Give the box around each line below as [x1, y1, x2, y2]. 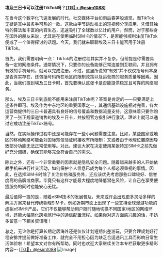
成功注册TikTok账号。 [13, 121, 57, 126]
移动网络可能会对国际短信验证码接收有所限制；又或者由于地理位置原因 [13, 137, 154, 143]
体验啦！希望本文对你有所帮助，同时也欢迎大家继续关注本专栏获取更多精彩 [9, 241, 158, 246]
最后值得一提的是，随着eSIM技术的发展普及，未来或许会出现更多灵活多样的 [5, 194, 156, 199]
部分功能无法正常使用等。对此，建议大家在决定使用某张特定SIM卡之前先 [9, 143, 153, 148]
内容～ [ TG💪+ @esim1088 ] [5, 247, 77, 252]
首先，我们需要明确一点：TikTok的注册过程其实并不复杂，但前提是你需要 [5, 56, 150, 61]
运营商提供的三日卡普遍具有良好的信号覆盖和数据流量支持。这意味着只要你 [5, 109, 154, 114]
